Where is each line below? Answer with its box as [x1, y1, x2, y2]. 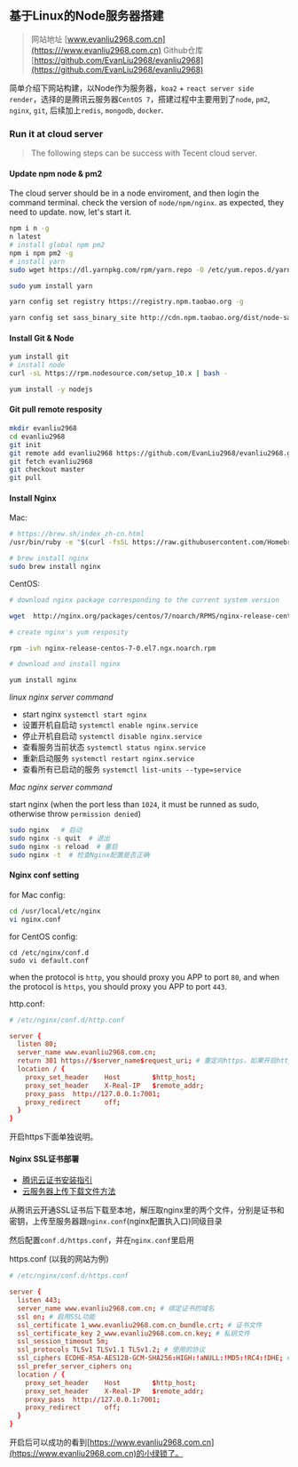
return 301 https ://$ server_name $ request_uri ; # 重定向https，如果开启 [17, 1056, 277, 1065]
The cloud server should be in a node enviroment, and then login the [9, 188, 260, 198]
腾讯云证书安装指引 [21, 1174, 93, 1185]
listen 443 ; [17, 1296, 62, 1305]
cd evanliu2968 [9, 432, 66, 441]
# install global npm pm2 [9, 241, 105, 250]
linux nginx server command [9, 692, 114, 702]
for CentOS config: [9, 931, 78, 942]
